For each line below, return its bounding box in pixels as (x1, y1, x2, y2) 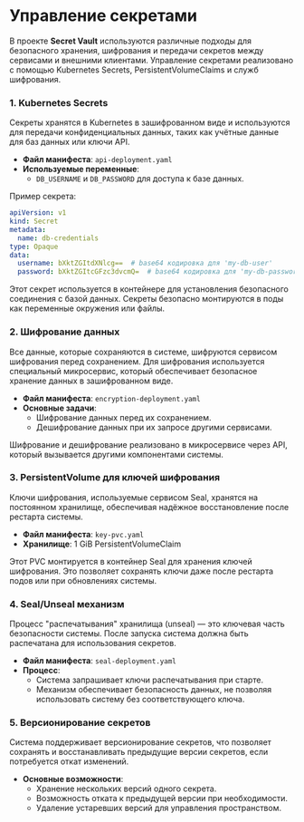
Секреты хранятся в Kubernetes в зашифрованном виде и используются (9, 117, 290, 128)
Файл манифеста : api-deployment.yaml (22, 154, 173, 165)
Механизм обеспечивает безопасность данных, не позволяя (35, 684, 272, 695)
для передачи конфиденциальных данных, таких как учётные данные (9, 127, 279, 138)
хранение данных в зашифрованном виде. (9, 375, 174, 386)
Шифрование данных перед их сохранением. (35, 411, 212, 422)
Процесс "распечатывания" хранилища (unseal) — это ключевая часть (9, 618, 285, 630)
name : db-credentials (17, 233, 100, 243)
